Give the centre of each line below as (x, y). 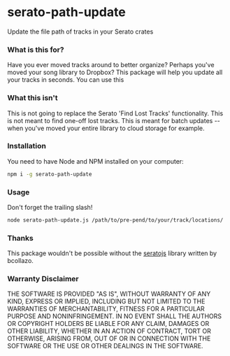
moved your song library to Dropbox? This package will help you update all (115, 72)
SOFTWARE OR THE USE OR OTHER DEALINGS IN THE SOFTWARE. (105, 346)
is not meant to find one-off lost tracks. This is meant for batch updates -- (114, 120)
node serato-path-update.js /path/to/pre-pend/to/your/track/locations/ (115, 220)
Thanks (20, 238)
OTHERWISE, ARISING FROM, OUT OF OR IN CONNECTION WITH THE (109, 339)
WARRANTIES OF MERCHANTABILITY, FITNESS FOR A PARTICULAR (106, 309)
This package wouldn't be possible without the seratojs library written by (112, 253)
